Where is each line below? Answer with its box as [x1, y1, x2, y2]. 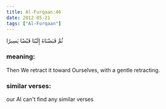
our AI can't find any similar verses [6, 96, 94, 103]
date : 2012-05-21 [6, 15, 51, 21]
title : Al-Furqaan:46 [6, 9, 62, 15]
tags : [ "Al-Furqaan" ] [6, 20, 62, 26]
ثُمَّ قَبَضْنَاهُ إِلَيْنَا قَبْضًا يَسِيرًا [6, 37, 63, 45]
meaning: [6, 53, 35, 61]
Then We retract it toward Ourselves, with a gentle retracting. [6, 66, 161, 73]
